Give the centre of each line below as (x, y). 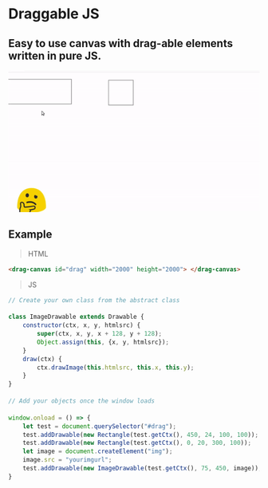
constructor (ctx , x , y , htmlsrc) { (82, 325)
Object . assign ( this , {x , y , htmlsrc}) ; (103, 342)
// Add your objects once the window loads (82, 401)
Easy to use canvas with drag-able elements (121, 43)
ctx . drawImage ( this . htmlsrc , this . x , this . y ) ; (116, 368)
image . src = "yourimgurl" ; (67, 460)
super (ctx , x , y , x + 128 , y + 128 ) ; (100, 334)
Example (30, 235)
